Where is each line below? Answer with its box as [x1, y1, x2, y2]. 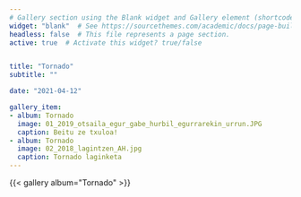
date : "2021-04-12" [9, 87, 82, 96]
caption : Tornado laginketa [17, 153, 123, 162]
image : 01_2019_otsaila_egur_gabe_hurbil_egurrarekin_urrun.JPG [17, 119, 262, 128]
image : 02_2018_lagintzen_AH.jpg [17, 144, 142, 153]
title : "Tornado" [9, 62, 74, 72]
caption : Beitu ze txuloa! [17, 127, 118, 137]
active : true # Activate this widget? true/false [9, 38, 202, 47]
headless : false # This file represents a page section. [9, 30, 230, 39]
